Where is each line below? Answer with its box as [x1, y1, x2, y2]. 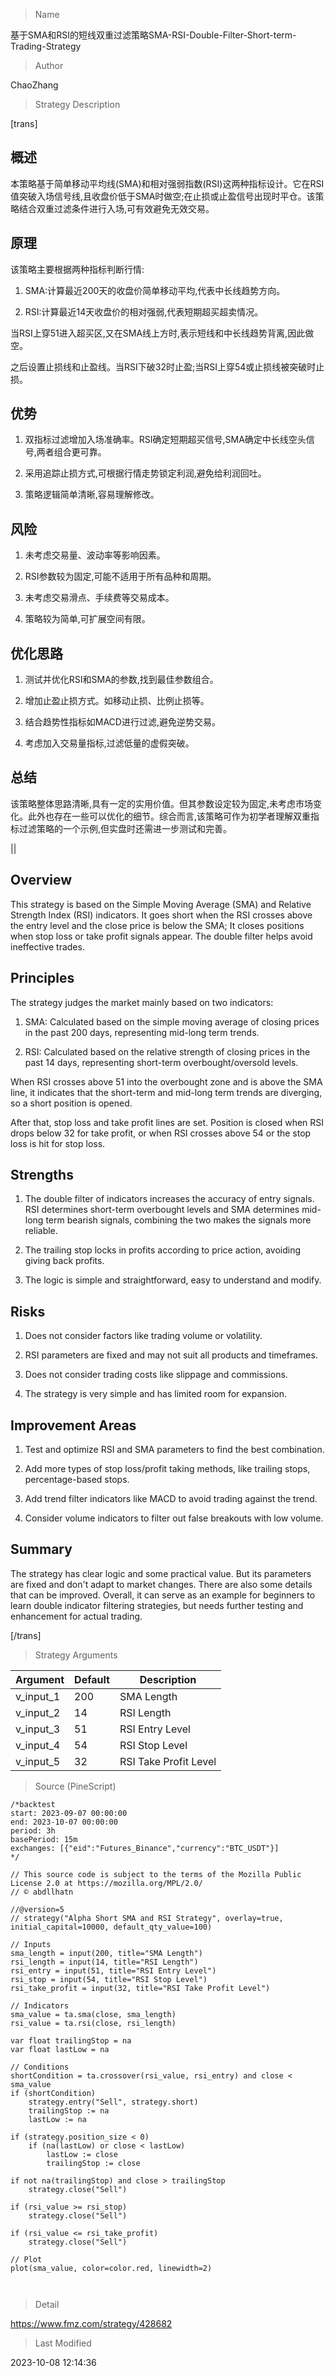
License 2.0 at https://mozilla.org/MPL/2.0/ [10, 1878, 203, 1888]
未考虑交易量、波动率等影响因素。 [24, 549, 166, 561]
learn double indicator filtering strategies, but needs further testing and [10, 1599, 304, 1611]
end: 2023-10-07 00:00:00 [10, 1817, 118, 1827]
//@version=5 [10, 1904, 65, 1914]
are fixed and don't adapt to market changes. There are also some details [10, 1578, 313, 1590]
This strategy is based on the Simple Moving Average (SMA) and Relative [10, 898, 312, 910]
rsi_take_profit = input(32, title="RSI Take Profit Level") [10, 1983, 271, 1993]
